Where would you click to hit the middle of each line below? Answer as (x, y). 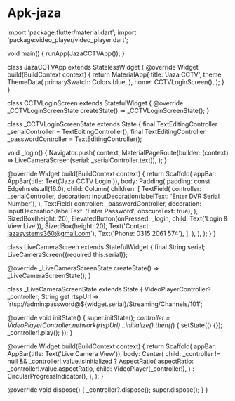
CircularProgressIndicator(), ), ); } (55, 376)
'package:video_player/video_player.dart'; (68, 39)
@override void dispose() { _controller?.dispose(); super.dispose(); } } (108, 389)
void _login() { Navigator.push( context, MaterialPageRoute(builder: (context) (118, 152)
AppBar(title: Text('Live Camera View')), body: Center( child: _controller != (114, 353)
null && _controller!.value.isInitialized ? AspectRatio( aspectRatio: (101, 361)
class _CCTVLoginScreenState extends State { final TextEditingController (113, 124)
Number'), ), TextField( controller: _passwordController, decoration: (104, 203)
